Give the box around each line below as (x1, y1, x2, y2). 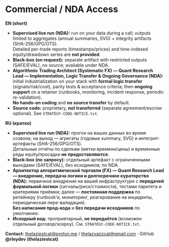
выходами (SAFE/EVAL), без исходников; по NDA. (12, 162, 120, 168)
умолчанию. (12, 210, 39, 216)
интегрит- (138, 135, 160, 141)
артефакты (12, 140, 36, 147)
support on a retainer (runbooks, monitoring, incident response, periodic (12, 89, 164, 95)
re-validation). (12, 94, 42, 100)
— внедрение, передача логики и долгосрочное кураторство (12, 172, 149, 178)
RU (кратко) (5, 120, 32, 126)
